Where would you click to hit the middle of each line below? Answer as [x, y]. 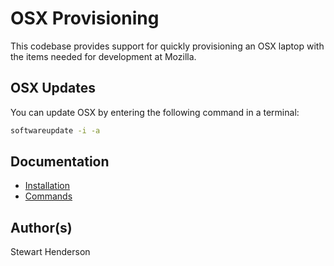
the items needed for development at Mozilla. [103, 56]
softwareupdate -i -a [55, 130]
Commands [48, 196]
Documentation [60, 162]
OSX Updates [53, 88]
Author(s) [41, 227]
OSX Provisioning [85, 18]
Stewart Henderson [50, 252]
